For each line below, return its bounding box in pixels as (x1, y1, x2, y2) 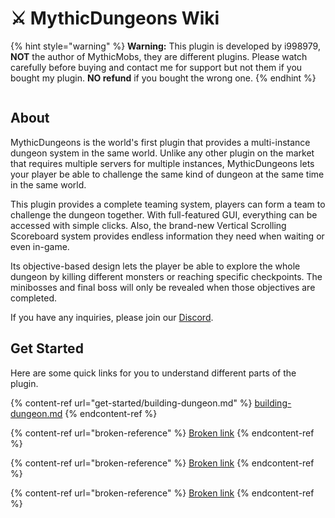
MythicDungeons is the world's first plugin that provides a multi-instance (10, 136, 311, 148)
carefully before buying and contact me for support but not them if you (10, 61, 303, 73)
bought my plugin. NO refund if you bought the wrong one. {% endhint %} (10, 72, 317, 84)
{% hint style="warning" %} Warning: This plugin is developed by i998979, (10, 40, 321, 52)
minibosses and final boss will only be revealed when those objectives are (10, 281, 316, 293)
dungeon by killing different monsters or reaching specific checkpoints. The (10, 270, 323, 282)
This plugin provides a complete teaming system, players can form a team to (10, 198, 326, 210)
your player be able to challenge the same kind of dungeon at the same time (10, 168, 325, 180)
